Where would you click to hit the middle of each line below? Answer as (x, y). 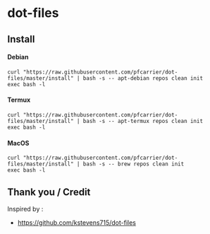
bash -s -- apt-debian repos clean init (143, 78)
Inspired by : (25, 209)
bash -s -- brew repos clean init (134, 164)
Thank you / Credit (49, 192)
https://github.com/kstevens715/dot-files (76, 223)
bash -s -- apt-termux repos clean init (143, 121)
